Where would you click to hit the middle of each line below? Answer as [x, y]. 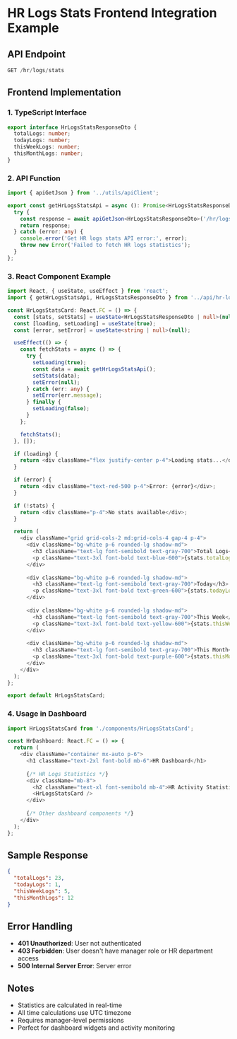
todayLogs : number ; [42, 140]
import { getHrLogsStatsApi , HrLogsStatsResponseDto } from [98, 298]
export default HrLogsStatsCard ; [56, 696]
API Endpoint [36, 54]
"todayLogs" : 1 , [37, 885]
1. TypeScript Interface [47, 112]
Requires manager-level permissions [71, 1021]
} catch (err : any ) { [58, 389]
